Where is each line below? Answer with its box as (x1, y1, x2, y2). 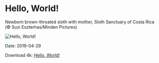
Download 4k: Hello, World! (5, 52, 60, 58)
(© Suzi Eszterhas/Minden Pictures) (5, 24, 77, 30)
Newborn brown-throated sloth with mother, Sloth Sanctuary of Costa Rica (5, 19, 155, 25)
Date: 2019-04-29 (5, 43, 41, 48)
